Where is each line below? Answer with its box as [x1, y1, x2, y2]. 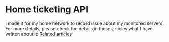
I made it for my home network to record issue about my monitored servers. [5, 20, 164, 26]
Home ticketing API [5, 4, 89, 15]
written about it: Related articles [5, 31, 72, 37]
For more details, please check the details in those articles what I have [5, 25, 153, 31]
